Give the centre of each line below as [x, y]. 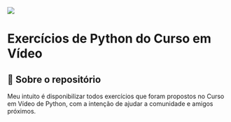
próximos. [22, 111]
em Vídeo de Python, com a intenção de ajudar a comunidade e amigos [110, 104]
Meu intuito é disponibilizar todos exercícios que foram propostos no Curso [116, 96]
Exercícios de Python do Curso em [109, 39]
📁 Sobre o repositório [54, 80]
